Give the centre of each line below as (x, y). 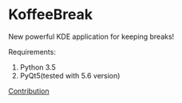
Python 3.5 (38, 67)
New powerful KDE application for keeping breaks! (91, 36)
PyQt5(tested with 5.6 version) (70, 75)
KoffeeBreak (51, 15)
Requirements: (32, 51)
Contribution (29, 91)
